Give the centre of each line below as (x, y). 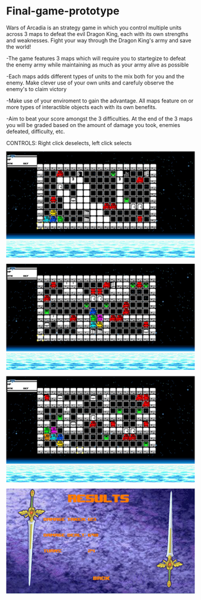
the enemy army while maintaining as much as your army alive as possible (98, 65)
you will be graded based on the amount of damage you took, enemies (93, 125)
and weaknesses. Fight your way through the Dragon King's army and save (99, 40)
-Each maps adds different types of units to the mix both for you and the (95, 76)
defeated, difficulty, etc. (36, 131)
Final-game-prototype (63, 11)
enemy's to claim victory (36, 89)
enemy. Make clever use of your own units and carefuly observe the (90, 83)
